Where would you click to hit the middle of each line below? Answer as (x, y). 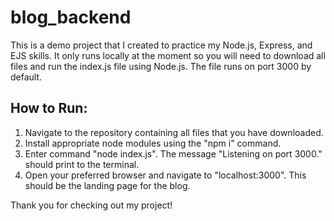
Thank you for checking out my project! (91, 205)
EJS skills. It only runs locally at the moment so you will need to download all (168, 55)
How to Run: (49, 108)
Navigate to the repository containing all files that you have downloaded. (174, 132)
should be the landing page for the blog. (107, 185)
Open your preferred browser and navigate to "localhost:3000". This (165, 175)
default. (26, 77)
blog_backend (71, 17)
